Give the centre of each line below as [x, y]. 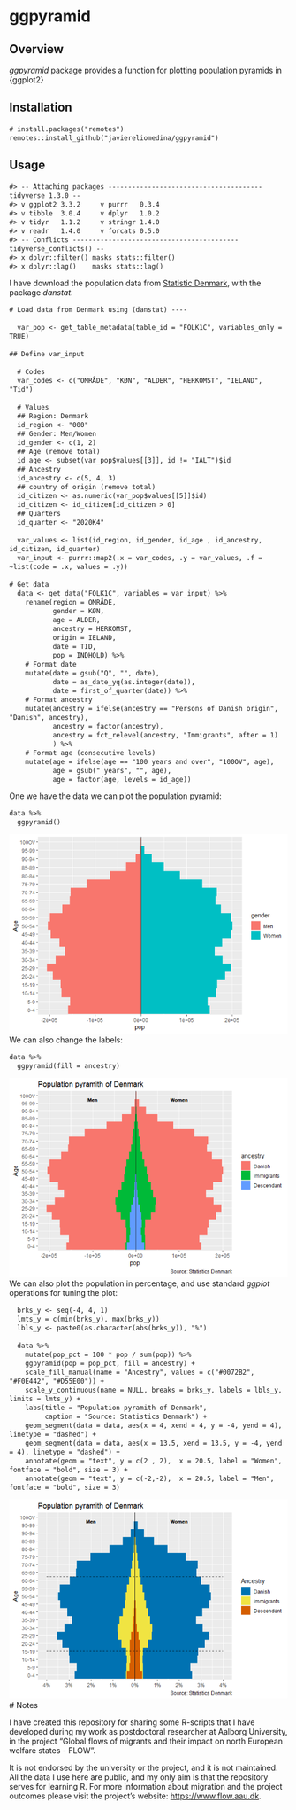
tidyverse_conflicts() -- [57, 249]
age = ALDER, [76, 620]
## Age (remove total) [59, 451]
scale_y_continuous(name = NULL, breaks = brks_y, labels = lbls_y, [154, 1390]
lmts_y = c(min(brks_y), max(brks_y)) [89, 1319]
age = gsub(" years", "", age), [112, 770]
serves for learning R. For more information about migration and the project [146, 1786]
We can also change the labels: [66, 1040]
